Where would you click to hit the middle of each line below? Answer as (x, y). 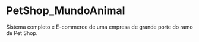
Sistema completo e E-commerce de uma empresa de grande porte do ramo (99, 27)
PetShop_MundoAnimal (66, 11)
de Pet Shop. (22, 33)
